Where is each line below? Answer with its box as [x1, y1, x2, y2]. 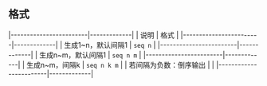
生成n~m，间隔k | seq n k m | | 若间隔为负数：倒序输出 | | [26, 60, 215, 69]
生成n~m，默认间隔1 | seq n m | [39, 50, 142, 60]
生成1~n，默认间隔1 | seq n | [63, 40, 156, 49]
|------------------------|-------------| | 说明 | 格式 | [8, 30, 179, 40]
